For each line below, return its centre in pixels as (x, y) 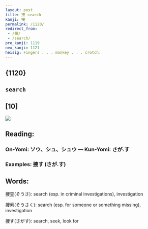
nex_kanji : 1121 (22, 48)
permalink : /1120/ (25, 24)
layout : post (19, 10)
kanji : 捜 (15, 19)
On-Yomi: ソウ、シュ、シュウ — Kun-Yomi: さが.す (67, 149)
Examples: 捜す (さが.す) (36, 165)
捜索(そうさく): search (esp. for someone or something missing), (73, 205)
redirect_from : (21, 29)
